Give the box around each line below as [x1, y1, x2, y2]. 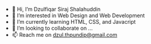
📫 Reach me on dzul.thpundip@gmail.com [11, 32, 118, 38]
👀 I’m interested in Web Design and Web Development [11, 12, 145, 19]
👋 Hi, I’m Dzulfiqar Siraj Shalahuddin [11, 6, 101, 12]
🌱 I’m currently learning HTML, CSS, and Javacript [11, 18, 136, 25]
